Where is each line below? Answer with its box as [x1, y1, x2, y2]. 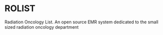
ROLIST [4, 3, 36, 14]
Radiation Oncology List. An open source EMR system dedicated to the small [4, 19, 159, 25]
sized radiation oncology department [4, 24, 79, 30]
